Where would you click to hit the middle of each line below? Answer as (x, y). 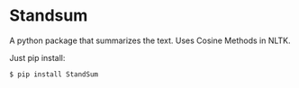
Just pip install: (37, 57)
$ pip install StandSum (54, 74)
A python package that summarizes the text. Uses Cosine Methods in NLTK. (150, 40)
